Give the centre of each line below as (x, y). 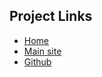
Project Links (51, 16)
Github (37, 61)
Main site (42, 51)
